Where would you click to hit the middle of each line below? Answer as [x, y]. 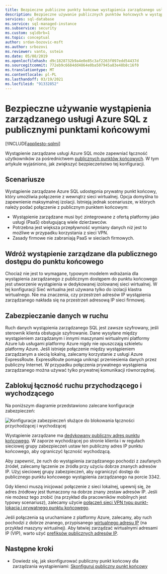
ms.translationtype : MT [30, 70]
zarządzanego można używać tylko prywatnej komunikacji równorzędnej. [80, 370]
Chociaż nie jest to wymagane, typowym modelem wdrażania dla [72, 274]
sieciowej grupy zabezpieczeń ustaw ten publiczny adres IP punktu [74, 446]
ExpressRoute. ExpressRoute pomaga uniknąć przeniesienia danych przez [81, 359]
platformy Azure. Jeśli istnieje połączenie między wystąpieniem [70, 349]
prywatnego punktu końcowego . [56, 507]
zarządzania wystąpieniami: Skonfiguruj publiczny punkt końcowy [80, 566]
